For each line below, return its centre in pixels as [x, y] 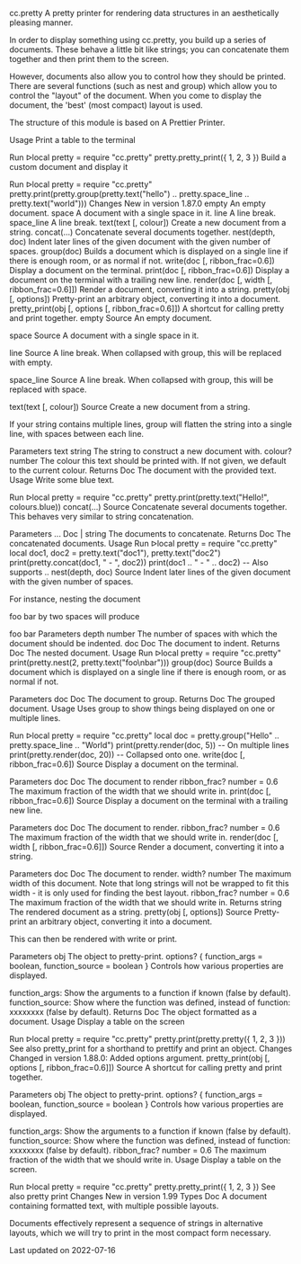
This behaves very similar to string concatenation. [102, 516]
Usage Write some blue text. [62, 480]
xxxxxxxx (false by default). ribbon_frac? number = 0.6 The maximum [138, 1150]
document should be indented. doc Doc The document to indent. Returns [145, 643]
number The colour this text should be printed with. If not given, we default [148, 461]
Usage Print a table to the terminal [73, 140]
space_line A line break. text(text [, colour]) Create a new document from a [148, 223]
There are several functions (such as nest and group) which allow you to [143, 86]
